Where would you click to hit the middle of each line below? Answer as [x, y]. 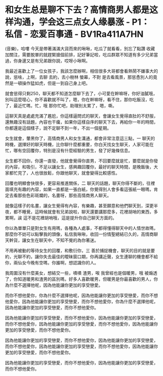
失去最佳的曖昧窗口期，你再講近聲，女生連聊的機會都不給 [100, 256]
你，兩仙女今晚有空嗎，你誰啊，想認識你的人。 [52, 262]
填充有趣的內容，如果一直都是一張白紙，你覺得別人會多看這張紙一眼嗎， [81, 189]
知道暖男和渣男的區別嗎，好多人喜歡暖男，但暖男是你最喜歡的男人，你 [88, 279]
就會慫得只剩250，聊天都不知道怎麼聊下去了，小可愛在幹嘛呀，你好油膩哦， [81, 93]
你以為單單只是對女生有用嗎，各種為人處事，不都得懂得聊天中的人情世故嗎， [81, 228]
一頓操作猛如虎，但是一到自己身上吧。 [52, 83]
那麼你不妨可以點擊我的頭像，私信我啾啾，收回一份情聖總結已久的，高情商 [79, 234]
